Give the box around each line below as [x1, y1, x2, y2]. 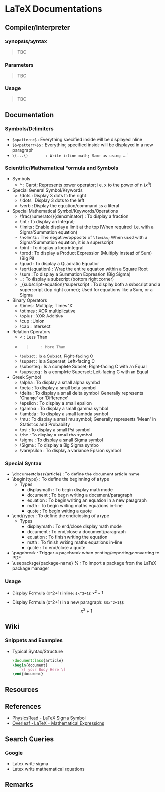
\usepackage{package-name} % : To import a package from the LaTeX [12, 560, 157, 566]
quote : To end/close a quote [27, 545, 86, 551]
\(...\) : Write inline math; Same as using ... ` [12, 152, 128, 158]
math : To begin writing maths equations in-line [27, 503, 123, 509]
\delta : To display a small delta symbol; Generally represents [19, 390, 144, 396]
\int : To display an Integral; [19, 219, 75, 225]
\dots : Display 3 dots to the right [19, 193, 86, 198]
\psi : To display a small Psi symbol [19, 427, 91, 433]
